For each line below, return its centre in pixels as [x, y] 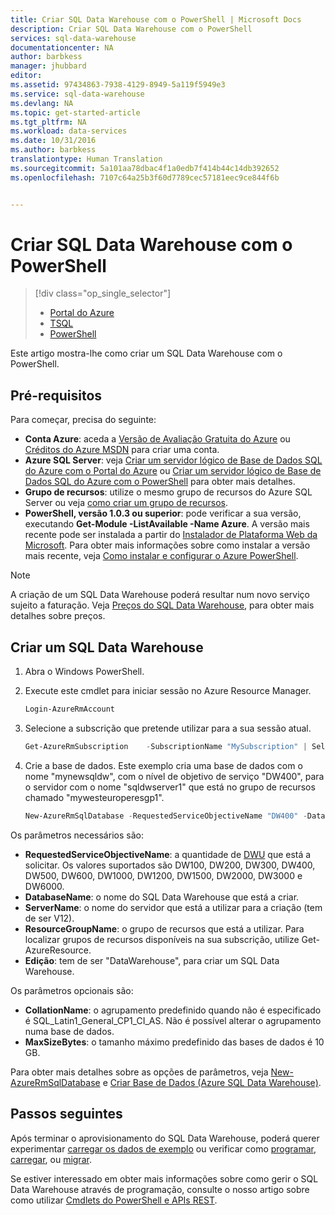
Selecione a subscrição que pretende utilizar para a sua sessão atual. [168, 728]
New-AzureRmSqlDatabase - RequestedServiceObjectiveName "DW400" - [166, 816]
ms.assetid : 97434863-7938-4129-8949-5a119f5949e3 [118, 85]
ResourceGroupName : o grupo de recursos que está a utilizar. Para [164, 928]
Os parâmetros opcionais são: [72, 990]
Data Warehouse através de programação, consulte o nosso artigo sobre [160, 1189]
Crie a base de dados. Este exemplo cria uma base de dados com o [163, 765]
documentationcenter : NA [62, 47]
